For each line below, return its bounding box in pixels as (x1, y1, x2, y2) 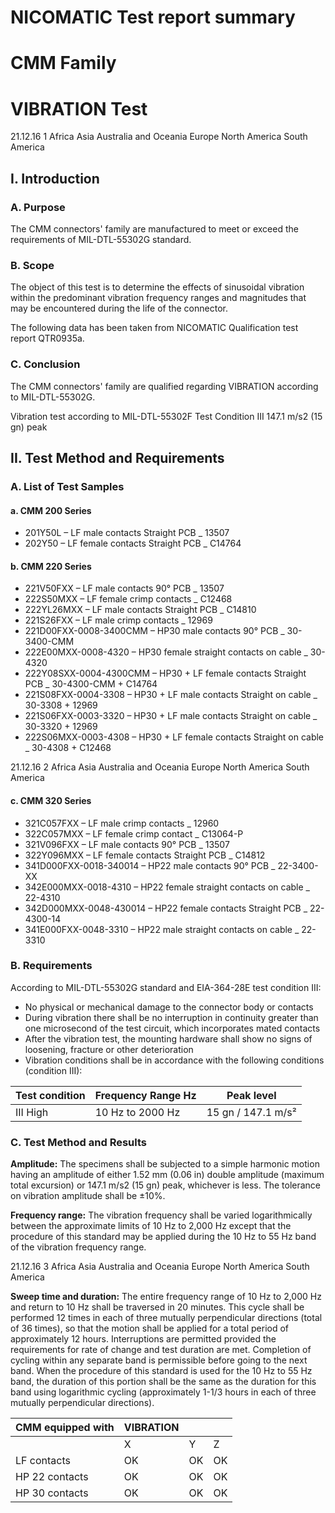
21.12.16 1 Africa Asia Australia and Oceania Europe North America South (10, 131, 308, 143)
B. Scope (10, 258, 55, 272)
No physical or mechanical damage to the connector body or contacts (24, 1001, 314, 1013)
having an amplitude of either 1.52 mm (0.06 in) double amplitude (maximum (10, 1169, 325, 1181)
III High (15, 1105, 49, 1119)
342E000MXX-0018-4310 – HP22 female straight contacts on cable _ (24, 881, 310, 893)
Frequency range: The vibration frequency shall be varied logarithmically (10, 1209, 313, 1221)
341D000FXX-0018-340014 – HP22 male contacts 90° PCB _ (24, 859, 276, 871)
